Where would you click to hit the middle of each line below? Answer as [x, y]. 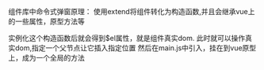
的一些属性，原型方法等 [46, 21]
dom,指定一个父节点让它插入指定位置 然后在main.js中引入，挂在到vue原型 [136, 48]
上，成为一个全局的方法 [46, 58]
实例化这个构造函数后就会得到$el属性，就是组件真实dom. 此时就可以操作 [127, 38]
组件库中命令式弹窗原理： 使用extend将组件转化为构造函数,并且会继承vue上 [132, 11]
